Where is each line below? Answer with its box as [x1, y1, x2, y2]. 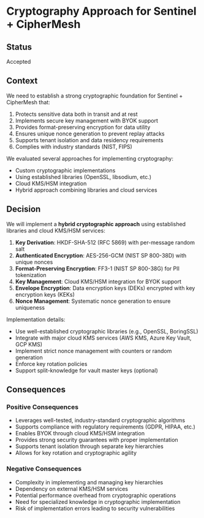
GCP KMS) [15, 340, 43, 348]
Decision [6, 204, 41, 215]
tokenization [15, 271, 47, 278]
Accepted [6, 58, 31, 65]
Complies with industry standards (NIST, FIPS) [15, 143, 133, 150]
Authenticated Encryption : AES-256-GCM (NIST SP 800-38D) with [15, 251, 187, 259]
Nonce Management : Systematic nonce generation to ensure [15, 297, 171, 305]
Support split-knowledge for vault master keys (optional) [15, 367, 158, 374]
